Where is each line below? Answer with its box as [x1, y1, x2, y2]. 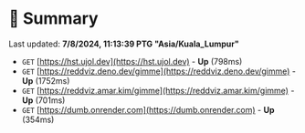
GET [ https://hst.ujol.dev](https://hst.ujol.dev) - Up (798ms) [21, 56, 243, 66]
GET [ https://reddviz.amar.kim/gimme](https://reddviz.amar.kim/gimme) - [21, 85, 295, 96]
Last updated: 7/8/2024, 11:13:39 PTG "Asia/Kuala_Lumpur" [8, 38, 239, 49]
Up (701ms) [21, 95, 66, 106]
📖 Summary [8, 8, 99, 29]
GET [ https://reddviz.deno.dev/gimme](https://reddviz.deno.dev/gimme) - [21, 66, 297, 77]
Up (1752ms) [21, 75, 70, 86]
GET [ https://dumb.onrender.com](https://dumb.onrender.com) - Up [21, 104, 275, 115]
